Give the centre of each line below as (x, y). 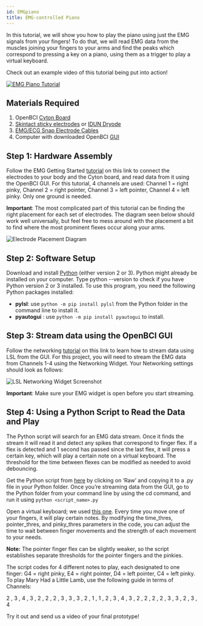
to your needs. (24, 537)
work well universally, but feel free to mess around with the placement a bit (100, 221)
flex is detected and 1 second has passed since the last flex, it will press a (98, 449)
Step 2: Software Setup (51, 258)
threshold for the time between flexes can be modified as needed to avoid (98, 462)
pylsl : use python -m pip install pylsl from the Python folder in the (101, 304)
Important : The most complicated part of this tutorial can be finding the (96, 208)
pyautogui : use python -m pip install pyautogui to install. (90, 316)
